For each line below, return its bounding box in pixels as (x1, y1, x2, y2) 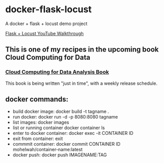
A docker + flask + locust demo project (5, 20, 88, 27)
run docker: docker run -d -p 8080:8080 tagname (12, 114, 119, 120)
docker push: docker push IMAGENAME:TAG (12, 152, 107, 158)
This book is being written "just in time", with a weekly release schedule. (5, 80, 157, 86)
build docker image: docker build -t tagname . (12, 108, 109, 114)
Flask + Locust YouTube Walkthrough (5, 30, 84, 36)
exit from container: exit (12, 135, 63, 142)
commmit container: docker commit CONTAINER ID (12, 141, 121, 147)
